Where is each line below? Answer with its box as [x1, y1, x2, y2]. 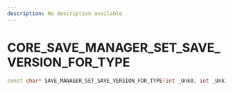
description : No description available [7, 10, 123, 17]
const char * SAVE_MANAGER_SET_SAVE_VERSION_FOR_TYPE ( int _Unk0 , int [7, 77, 209, 84]
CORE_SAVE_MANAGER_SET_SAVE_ [7, 39, 221, 55]
